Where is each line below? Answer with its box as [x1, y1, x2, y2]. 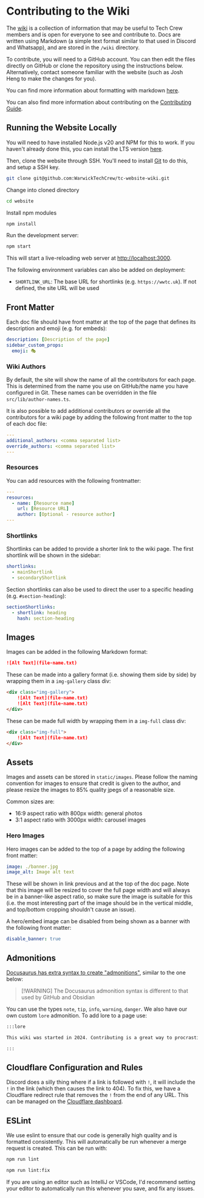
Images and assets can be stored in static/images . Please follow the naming [6, 774, 198, 781]
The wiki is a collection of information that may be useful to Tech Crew [6, 24, 183, 32]
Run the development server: [6, 232, 79, 239]
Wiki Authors [6, 362, 46, 370]
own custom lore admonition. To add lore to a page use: [6, 1011, 148, 1019]
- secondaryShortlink [12, 575, 67, 581]
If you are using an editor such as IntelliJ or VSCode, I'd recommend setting [6, 1178, 195, 1185]
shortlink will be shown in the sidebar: [6, 552, 101, 559]
